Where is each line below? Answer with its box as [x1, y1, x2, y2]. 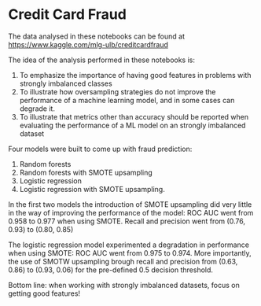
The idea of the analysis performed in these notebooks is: [8, 55, 195, 65]
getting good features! [8, 289, 81, 298]
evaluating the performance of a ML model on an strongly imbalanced [19, 120, 246, 130]
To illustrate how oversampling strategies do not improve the [19, 87, 216, 96]
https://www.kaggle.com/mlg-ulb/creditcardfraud [8, 39, 169, 49]
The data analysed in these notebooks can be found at [8, 31, 185, 41]
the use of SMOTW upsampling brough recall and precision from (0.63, [8, 256, 238, 266]
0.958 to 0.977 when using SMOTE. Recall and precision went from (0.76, [8, 216, 246, 226]
